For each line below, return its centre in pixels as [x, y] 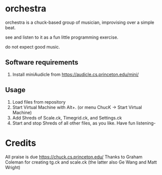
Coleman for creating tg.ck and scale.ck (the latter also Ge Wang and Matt [81, 162]
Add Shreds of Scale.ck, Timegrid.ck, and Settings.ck [67, 117]
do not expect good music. [33, 47]
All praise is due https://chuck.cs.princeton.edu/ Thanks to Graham [74, 157]
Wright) [13, 167]
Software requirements [42, 62]
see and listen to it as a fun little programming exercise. [62, 37]
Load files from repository [39, 102]
